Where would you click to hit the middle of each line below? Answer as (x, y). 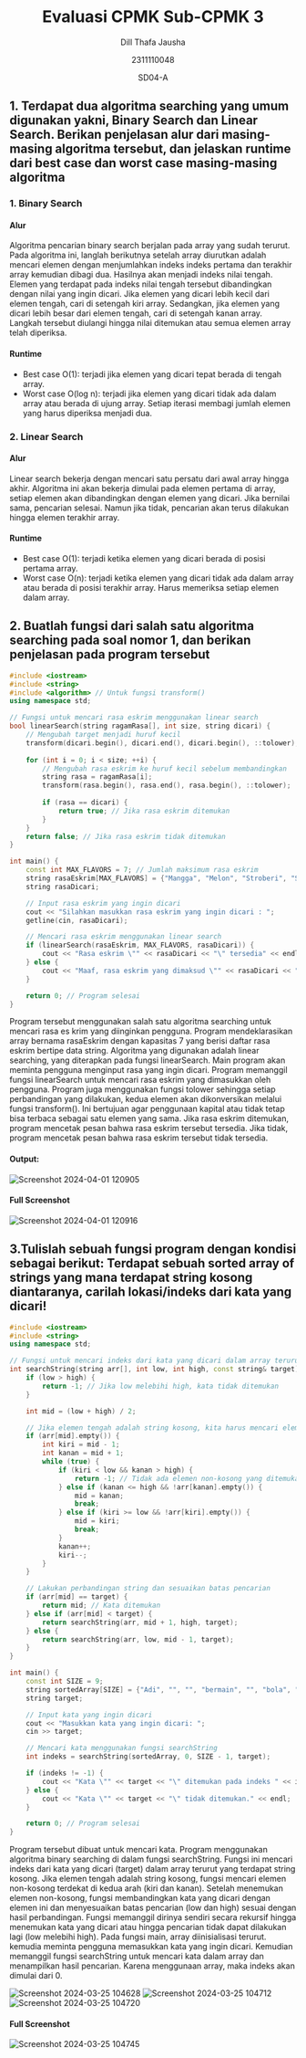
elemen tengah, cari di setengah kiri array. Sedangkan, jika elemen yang (145, 304)
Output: (24, 1159)
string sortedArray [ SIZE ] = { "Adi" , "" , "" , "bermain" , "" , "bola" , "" (164, 1690)
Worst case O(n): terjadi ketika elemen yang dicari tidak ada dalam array (158, 578)
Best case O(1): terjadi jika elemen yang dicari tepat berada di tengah (152, 374)
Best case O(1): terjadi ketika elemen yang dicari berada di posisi (144, 558)
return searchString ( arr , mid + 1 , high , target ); (140, 1622)
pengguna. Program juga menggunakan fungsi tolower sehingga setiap (143, 1089)
